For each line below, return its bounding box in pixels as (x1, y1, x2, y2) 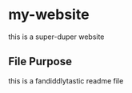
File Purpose (8, 55, 72, 68)
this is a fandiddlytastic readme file (8, 76, 124, 85)
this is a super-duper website (8, 32, 105, 41)
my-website (8, 6, 90, 24)
